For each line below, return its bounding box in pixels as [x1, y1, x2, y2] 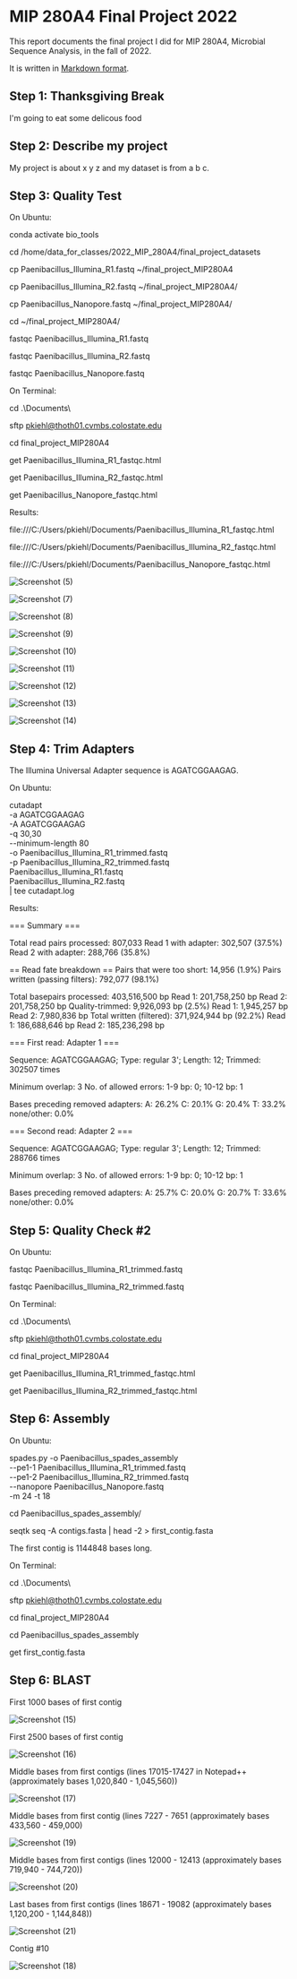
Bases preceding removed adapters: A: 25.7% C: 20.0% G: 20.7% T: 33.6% [9, 1187, 287, 1198]
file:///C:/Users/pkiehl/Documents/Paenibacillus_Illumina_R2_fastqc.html [9, 542, 276, 553]
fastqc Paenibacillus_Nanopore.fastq [9, 368, 145, 379]
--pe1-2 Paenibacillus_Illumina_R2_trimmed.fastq [9, 1471, 190, 1482]
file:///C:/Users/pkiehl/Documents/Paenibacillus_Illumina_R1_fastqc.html [9, 524, 275, 535]
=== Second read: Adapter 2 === [9, 1126, 133, 1137]
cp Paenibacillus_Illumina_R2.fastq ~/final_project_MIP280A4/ [9, 281, 238, 292]
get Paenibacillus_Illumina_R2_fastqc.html [9, 472, 164, 483]
